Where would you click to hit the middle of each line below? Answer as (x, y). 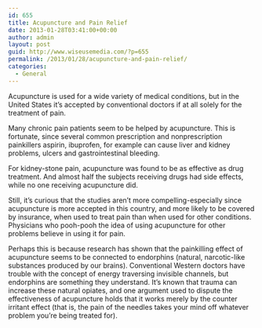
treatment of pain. (37, 113)
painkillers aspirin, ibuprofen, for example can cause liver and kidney (119, 144)
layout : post (29, 45)
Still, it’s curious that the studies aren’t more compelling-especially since (125, 200)
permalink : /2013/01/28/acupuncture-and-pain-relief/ (98, 60)
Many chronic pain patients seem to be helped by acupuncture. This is (122, 128)
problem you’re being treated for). (63, 315)
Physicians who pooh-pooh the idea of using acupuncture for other (117, 225)
